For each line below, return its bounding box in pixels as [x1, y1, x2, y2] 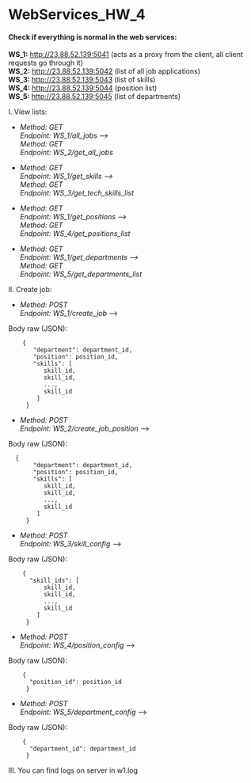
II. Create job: [8, 285, 52, 295]
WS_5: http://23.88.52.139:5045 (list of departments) [8, 92, 181, 101]
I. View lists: [8, 107, 48, 116]
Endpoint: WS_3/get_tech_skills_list [19, 188, 135, 198]
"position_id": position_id [29, 678, 123, 686]
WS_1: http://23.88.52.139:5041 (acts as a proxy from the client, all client [8, 50, 244, 59]
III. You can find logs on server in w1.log [8, 766, 139, 775]
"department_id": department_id [29, 745, 136, 753]
